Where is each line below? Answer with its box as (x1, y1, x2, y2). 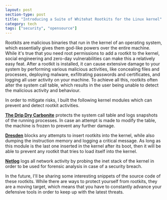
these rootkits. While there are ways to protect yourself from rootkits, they (5, 178, 157, 184)
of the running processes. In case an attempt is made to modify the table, (5, 117, 156, 123)
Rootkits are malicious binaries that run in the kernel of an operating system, (5, 39, 162, 45)
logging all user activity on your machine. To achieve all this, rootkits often (5, 77, 158, 83)
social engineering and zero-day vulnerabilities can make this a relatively (5, 55, 155, 61)
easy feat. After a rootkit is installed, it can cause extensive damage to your (5, 61, 160, 67)
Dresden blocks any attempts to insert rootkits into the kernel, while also (5, 132, 155, 138)
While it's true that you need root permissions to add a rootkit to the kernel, (5, 50, 160, 56)
